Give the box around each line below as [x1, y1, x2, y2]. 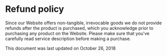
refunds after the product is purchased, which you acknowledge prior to [5, 25, 153, 31]
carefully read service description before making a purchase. [5, 36, 131, 42]
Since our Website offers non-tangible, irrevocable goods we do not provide [5, 20, 162, 26]
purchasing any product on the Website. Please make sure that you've [5, 30, 150, 36]
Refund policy [5, 3, 64, 15]
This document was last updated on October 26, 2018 [5, 45, 116, 51]
